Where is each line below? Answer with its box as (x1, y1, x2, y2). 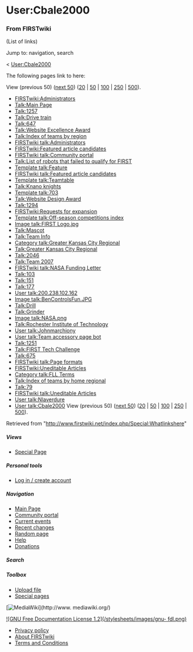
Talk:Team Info (14, 233, 51, 240)
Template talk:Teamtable (14, 176, 75, 184)
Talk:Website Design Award (14, 195, 81, 202)
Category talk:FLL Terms (14, 371, 75, 378)
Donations (14, 543, 40, 550)
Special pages (14, 592, 49, 599)
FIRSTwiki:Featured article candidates (14, 145, 107, 152)
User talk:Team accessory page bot (14, 333, 101, 340)
